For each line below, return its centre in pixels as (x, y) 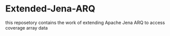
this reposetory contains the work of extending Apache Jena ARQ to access (85, 22)
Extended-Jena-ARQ (50, 9)
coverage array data (27, 27)
